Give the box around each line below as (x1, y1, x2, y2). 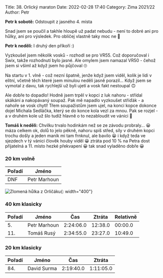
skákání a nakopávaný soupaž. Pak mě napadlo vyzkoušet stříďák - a (5, 98, 144, 103)
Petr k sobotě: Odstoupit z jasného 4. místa (5, 19, 92, 24)
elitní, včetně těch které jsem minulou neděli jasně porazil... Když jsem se (5, 78, 152, 83)
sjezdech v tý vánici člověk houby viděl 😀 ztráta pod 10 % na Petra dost (5, 138, 150, 143)
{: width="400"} (60, 189, 93, 195)
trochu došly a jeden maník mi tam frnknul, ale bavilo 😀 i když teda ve (5, 133, 146, 139)
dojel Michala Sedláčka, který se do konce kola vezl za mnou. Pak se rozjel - (5, 108, 158, 114)
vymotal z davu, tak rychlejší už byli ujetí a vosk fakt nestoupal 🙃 (5, 83, 136, 88)
